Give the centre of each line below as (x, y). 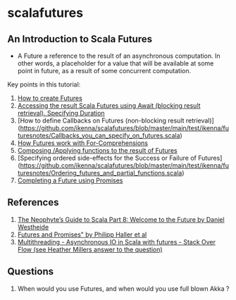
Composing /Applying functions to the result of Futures (97, 150)
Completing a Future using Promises (70, 180)
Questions (31, 271)
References (33, 202)
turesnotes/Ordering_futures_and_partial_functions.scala (100, 173)
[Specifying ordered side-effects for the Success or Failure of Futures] (120, 158)
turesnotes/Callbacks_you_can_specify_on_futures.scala (99, 136)
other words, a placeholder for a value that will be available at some (116, 63)
